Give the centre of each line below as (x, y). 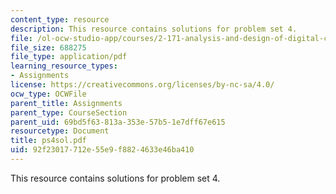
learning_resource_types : (64, 66)
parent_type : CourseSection (69, 112)
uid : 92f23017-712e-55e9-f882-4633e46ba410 (102, 150)
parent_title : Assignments (66, 103)
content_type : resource (60, 19)
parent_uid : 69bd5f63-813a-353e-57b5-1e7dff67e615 (118, 122)
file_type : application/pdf (69, 57)
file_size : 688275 (48, 47)
